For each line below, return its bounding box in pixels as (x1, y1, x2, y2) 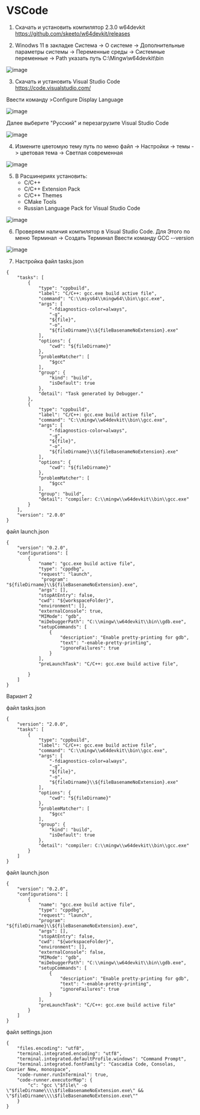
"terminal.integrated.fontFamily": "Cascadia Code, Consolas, (17, 1061, 176, 1067)
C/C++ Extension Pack (23, 185, 80, 192)
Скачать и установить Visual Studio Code (14, 78, 120, 85)
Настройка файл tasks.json (14, 257, 84, 265)
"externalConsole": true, (38, 608, 103, 614)
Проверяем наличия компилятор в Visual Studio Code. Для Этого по (14, 227, 190, 235)
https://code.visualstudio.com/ (14, 84, 91, 91)
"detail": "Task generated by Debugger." (38, 390, 144, 397)
